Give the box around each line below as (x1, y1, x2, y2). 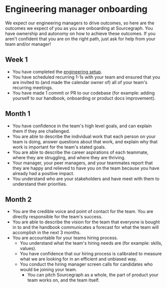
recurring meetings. (12, 85, 53, 91)
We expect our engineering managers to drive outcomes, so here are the (5, 20, 155, 26)
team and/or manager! (5, 41, 51, 47)
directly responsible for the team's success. (12, 214, 103, 220)
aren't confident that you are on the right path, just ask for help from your (5, 36, 156, 42)
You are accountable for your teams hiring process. (12, 235, 118, 241)
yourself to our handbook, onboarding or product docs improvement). (12, 95, 156, 101)
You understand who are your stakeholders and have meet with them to (12, 176, 160, 182)
